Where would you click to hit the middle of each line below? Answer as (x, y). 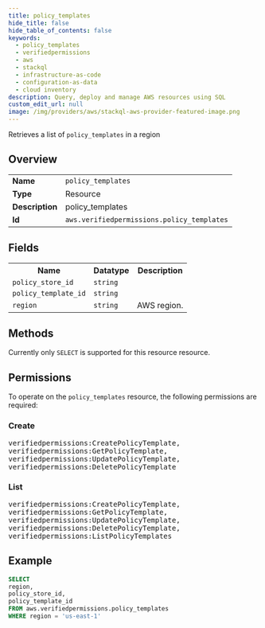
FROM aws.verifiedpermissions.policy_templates (89, 609)
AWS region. (160, 305)
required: (23, 405)
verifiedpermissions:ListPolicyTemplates (90, 536)
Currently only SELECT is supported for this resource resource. (109, 353)
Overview (33, 160)
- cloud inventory (46, 90)
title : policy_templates (49, 16)
